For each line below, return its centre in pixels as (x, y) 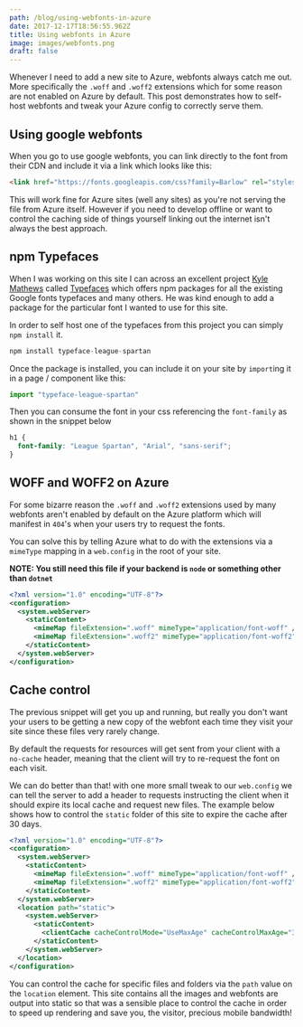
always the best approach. (59, 228)
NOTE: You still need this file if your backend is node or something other (145, 568)
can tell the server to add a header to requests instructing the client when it (149, 795)
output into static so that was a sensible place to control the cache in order (148, 1003)
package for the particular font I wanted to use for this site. (119, 307)
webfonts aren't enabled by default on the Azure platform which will (135, 514)
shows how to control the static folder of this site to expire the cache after (149, 814)
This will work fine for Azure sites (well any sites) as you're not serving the (147, 199)
